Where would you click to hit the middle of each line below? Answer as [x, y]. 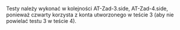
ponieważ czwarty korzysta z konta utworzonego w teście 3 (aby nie [90, 15]
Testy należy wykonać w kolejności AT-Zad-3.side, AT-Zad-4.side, [87, 9]
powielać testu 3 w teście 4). [41, 21]
